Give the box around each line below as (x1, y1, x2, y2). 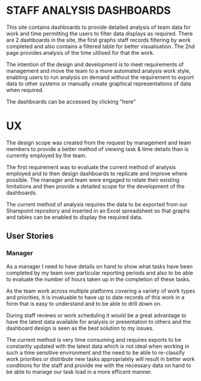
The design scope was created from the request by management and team (6, 139, 191, 146)
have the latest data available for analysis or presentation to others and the (6, 318, 191, 325)
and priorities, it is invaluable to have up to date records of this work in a (6, 293, 185, 301)
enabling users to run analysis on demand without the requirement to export (6, 73, 194, 81)
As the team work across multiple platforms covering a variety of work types (6, 287, 196, 294)
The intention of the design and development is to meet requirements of (6, 61, 184, 68)
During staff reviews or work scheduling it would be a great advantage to (6, 311, 187, 319)
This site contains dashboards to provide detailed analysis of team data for (6, 23, 191, 31)
